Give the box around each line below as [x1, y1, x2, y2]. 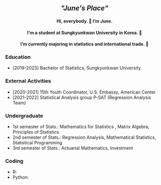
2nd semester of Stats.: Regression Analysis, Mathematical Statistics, [12, 134, 156, 140]
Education [5, 54, 31, 61]
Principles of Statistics [12, 129, 59, 135]
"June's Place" [60, 4, 109, 13]
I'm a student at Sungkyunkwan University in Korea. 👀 [27, 30, 142, 36]
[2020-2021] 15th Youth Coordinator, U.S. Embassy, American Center [12, 89, 156, 95]
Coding [5, 157, 24, 164]
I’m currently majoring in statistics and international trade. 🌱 [20, 41, 149, 47]
